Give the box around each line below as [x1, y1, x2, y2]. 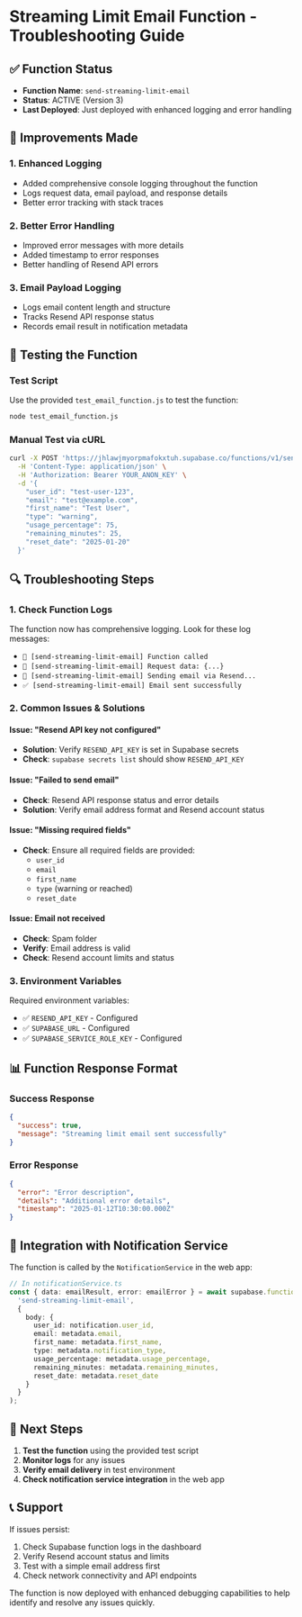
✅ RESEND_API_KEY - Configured [22, 1013, 138, 1024]
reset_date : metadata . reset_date [32, 1371, 159, 1380]
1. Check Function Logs [9, 603, 113, 616]
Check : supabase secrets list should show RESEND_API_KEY [22, 754, 244, 764]
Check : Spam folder [22, 934, 97, 944]
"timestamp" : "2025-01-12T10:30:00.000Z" [17, 1205, 175, 1214]
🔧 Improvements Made [9, 131, 138, 146]
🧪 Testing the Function [9, 347, 138, 362]
